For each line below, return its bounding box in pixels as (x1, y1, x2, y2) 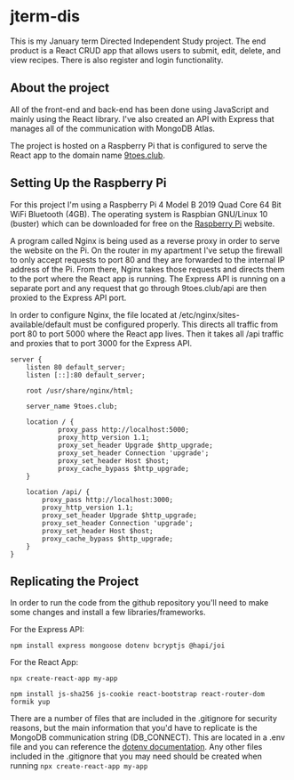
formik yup (10, 697, 51, 707)
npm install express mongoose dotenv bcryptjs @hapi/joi (10, 641, 226, 651)
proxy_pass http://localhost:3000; (42, 495, 174, 504)
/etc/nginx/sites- (179, 309, 241, 320)
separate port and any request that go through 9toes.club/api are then (10, 282, 267, 293)
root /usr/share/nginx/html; (26, 386, 134, 395)
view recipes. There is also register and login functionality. (10, 54, 224, 65)
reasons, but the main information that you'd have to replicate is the (10, 723, 258, 734)
